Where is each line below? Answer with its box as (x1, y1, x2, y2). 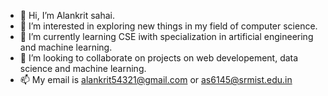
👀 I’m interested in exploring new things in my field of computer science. (19, 20, 318, 32)
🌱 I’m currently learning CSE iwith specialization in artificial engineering (19, 31, 314, 42)
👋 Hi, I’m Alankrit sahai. (19, 10, 116, 21)
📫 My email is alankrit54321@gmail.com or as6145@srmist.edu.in (19, 74, 293, 85)
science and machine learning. (19, 63, 147, 74)
